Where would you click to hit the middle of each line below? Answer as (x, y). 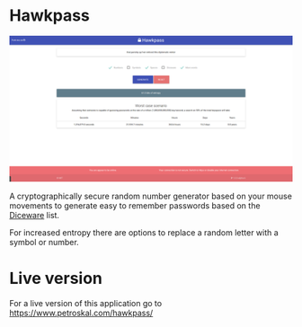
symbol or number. (44, 242)
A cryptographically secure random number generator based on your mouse (151, 196)
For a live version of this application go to (86, 303)
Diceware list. (35, 215)
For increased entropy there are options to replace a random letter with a (144, 232)
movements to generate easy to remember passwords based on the (135, 205)
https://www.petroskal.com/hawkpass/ (81, 313)
